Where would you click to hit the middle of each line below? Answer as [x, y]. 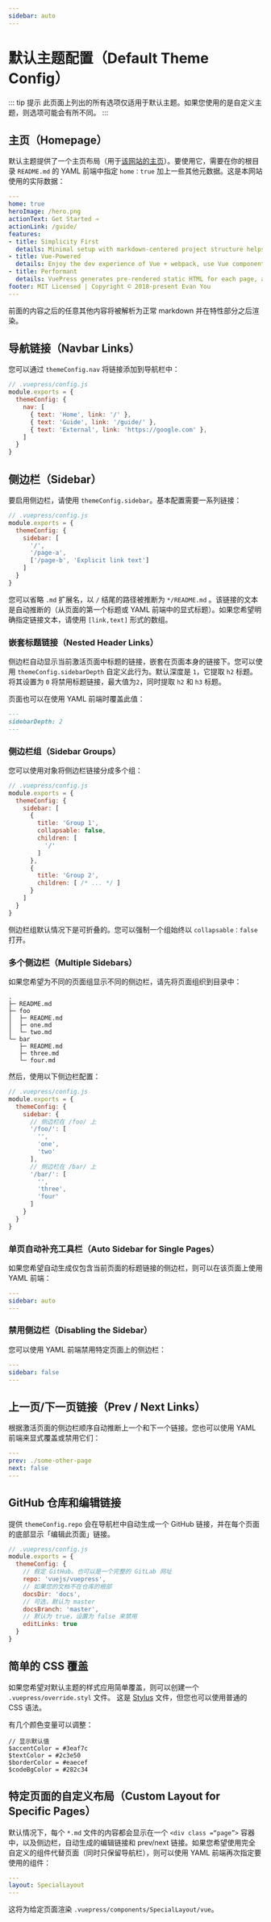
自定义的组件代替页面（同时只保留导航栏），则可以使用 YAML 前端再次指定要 [135, 1853]
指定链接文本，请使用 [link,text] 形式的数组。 [94, 619]
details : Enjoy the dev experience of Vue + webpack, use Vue [122, 264]
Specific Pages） [52, 1812]
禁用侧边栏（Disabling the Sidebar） [80, 1330]
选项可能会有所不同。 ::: [69, 112]
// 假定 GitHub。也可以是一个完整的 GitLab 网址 [97, 1572]
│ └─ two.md [30, 1032]
